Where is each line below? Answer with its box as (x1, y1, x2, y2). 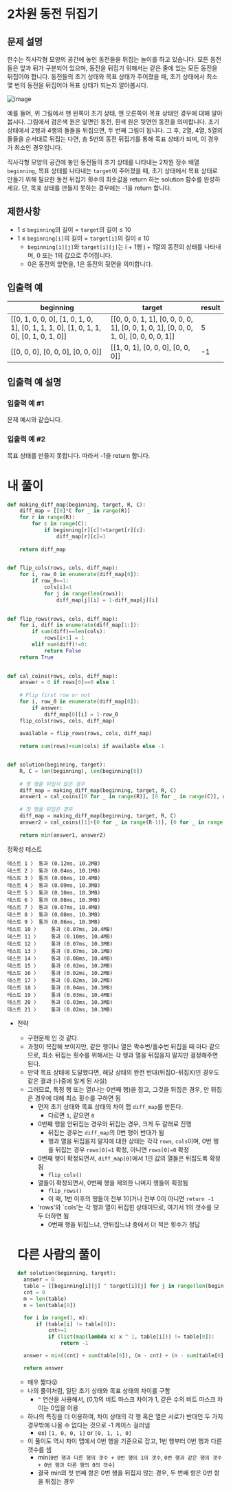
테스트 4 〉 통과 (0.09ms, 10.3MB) (7, 881, 101, 889)
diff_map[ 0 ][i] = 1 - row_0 (43, 711, 118, 718)
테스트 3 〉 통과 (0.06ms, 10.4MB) (7, 875, 101, 881)
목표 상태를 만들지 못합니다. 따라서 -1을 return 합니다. (7, 451, 151, 459)
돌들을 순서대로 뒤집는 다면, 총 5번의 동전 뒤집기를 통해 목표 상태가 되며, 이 (7, 135, 206, 143)
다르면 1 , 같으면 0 (47, 1111, 95, 1119)
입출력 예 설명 (7, 376, 62, 388)
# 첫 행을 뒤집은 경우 (19, 806, 73, 813)
